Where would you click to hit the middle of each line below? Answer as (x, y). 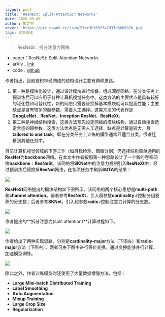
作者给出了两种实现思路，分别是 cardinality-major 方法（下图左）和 (73, 241)
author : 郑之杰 (19, 23)
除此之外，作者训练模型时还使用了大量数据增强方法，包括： (66, 273)
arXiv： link (23, 64)
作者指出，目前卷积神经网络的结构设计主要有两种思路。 (61, 80)
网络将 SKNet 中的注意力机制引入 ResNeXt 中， (107, 163)
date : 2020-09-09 (23, 19)
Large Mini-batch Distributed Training (52, 283)
